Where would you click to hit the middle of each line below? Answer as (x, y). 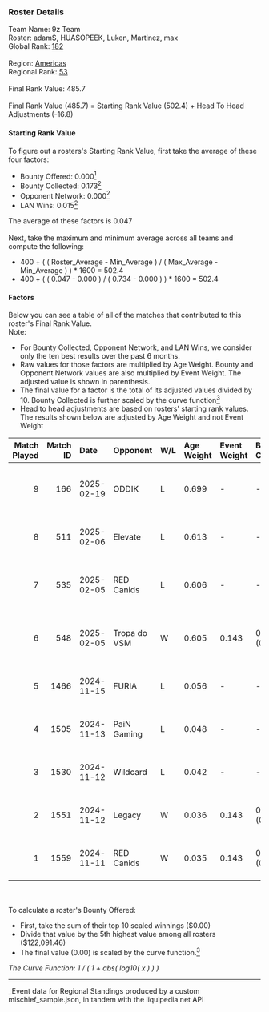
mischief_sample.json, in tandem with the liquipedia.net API (106, 999)
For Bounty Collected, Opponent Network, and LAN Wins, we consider (136, 347)
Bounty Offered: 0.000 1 (58, 175)
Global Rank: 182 (36, 46)
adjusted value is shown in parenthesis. (85, 382)
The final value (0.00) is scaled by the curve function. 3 (110, 951)
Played (26, 455)
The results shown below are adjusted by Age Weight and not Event (132, 417)
